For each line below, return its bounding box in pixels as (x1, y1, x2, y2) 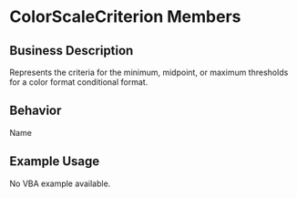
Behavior (9, 103, 62, 119)
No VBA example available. (9, 178, 111, 189)
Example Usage (9, 153, 100, 170)
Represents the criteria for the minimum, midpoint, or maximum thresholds (9, 67, 289, 78)
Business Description (9, 43, 134, 58)
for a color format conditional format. (9, 77, 148, 88)
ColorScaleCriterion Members (9, 6, 241, 27)
